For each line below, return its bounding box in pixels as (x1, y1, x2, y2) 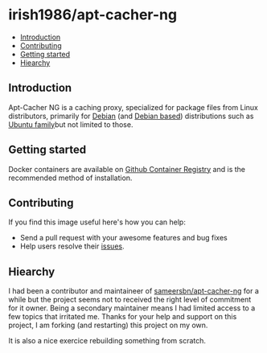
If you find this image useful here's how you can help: (8, 217, 187, 227)
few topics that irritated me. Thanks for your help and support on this (8, 312, 237, 322)
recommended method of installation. (8, 173, 133, 183)
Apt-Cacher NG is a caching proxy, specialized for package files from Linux (8, 102, 259, 112)
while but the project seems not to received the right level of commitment (8, 295, 252, 305)
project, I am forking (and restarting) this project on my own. (8, 320, 208, 330)
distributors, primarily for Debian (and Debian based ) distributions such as (8, 111, 254, 121)
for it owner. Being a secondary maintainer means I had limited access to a (8, 303, 256, 313)
